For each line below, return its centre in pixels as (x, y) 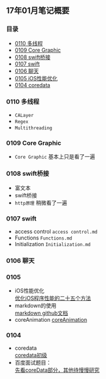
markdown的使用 (36, 306)
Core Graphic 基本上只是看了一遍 (55, 157)
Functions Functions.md (44, 238)
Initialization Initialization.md (52, 244)
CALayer (24, 115)
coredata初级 (31, 355)
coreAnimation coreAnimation (51, 320)
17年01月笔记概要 (38, 11)
